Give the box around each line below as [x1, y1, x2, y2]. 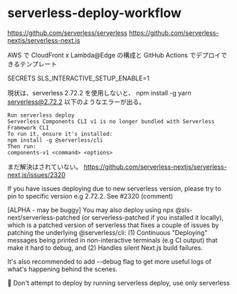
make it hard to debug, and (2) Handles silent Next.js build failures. [7, 243, 203, 252]
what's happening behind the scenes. [7, 265, 118, 273]
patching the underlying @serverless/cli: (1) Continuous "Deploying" [7, 228, 208, 236]
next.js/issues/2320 [7, 170, 66, 179]
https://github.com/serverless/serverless [7, 28, 128, 37]
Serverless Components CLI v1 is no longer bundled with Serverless [7, 117, 215, 125]
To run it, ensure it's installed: [7, 130, 113, 137]
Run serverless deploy [7, 112, 75, 119]
